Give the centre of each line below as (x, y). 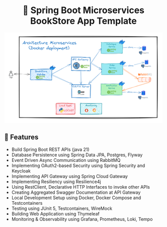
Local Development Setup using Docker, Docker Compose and (76, 197)
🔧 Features (21, 137)
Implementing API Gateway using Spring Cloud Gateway (70, 176)
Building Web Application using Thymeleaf (55, 213)
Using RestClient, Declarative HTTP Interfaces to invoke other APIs (80, 187)
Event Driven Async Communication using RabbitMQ (66, 160)
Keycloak (21, 171)
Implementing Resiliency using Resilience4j (56, 182)
